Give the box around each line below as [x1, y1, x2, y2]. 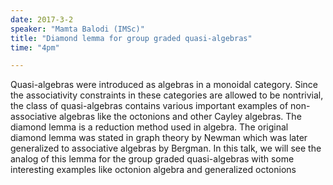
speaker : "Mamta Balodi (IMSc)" [10, 24, 145, 34]
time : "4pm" [10, 42, 60, 53]
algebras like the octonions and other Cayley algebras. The [58, 111, 302, 123]
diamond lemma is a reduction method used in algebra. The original [10, 121, 289, 133]
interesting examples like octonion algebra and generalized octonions [10, 164, 297, 176]
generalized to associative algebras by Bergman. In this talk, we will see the [10, 142, 322, 155]
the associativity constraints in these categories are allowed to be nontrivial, [10, 89, 324, 101]
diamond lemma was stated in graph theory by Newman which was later [10, 132, 308, 144]
